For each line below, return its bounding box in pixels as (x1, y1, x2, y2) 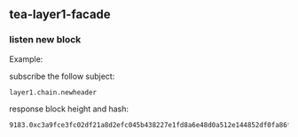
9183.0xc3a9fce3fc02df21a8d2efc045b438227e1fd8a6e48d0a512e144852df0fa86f (9, 120, 292, 129)
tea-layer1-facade (9, 7, 111, 22)
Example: (9, 53, 43, 65)
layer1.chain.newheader (9, 88, 98, 96)
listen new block (9, 34, 82, 46)
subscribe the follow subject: (9, 71, 115, 81)
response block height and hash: (9, 103, 129, 114)
